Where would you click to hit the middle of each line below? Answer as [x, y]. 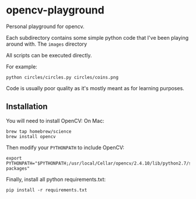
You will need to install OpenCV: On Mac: [55, 121]
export [14, 158]
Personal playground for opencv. [45, 26]
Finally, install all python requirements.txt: [56, 179]
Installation [27, 107]
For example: [22, 66]
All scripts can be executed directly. [49, 55]
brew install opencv [31, 136]
